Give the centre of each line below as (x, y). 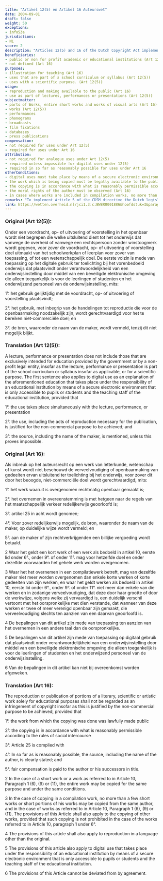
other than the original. (28, 839)
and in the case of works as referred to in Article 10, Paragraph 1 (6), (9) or (79, 809)
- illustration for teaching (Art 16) (44, 73)
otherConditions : (23, 173)
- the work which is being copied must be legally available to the (76, 182)
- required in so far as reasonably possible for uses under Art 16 (76, 168)
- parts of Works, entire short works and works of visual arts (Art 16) (81, 105)
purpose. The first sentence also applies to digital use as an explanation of (80, 377)
